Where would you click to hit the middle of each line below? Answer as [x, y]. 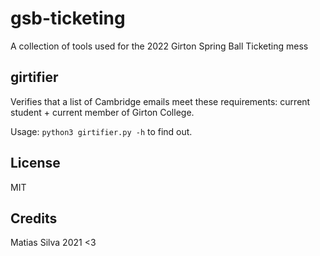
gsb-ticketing [68, 18]
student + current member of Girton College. [102, 112]
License [35, 163]
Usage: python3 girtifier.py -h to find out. [101, 131]
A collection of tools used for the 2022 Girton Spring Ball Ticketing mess [159, 46]
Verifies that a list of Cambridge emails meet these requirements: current [160, 101]
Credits [34, 218]
